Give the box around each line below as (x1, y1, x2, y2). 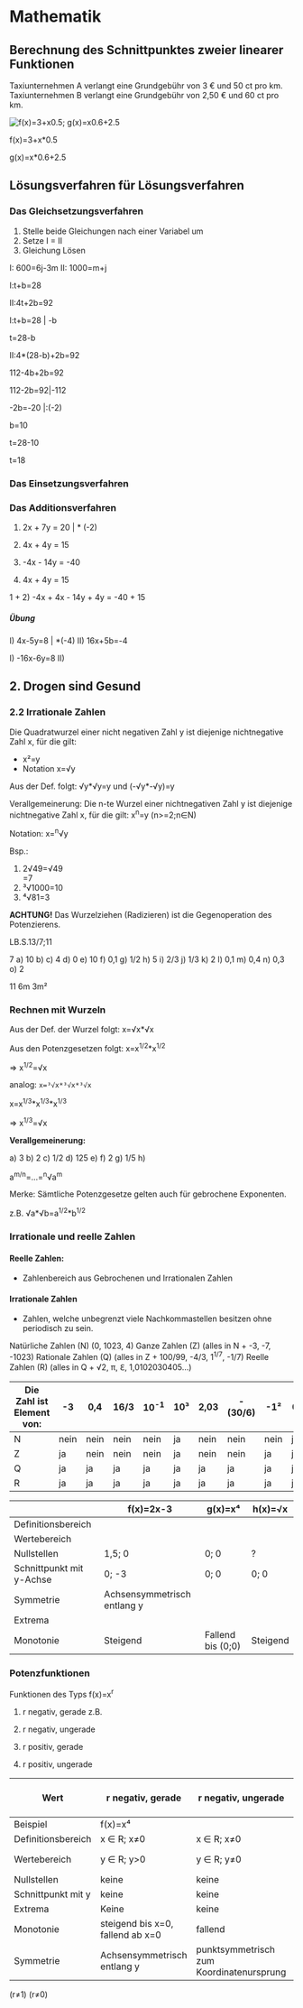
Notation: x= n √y (9, 827, 69, 838)
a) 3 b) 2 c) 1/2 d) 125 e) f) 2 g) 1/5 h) (9, 1152, 146, 1163)
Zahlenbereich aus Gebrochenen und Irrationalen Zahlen (22, 1272, 233, 1283)
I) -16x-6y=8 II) (9, 652, 65, 663)
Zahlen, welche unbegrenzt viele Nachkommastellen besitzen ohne (22, 1313, 272, 1324)
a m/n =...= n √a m (9, 1170, 63, 1182)
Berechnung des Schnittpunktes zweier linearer (9, 42, 284, 58)
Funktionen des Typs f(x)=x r (9, 1688, 115, 1700)
